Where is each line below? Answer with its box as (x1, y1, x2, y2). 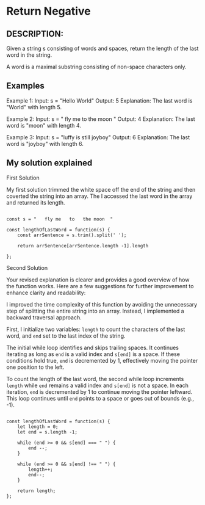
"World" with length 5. (6, 103, 62, 111)
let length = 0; (17, 423, 59, 430)
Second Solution (6, 264, 48, 271)
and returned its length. (6, 198, 65, 206)
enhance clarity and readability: (6, 289, 86, 296)
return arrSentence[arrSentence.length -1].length (17, 242, 149, 249)
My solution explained (6, 158, 93, 169)
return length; (17, 487, 56, 494)
